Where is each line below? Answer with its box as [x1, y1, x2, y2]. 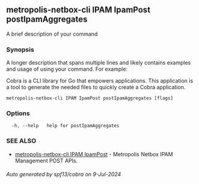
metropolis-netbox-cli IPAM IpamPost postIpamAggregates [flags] [6, 95, 173, 101]
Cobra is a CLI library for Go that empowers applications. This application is [6, 77, 194, 84]
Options [6, 109, 30, 118]
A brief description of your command [6, 30, 98, 37]
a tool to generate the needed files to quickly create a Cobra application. [6, 84, 186, 91]
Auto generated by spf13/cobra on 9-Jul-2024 [6, 171, 121, 178]
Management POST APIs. [14, 157, 78, 164]
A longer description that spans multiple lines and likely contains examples [6, 59, 191, 66]
